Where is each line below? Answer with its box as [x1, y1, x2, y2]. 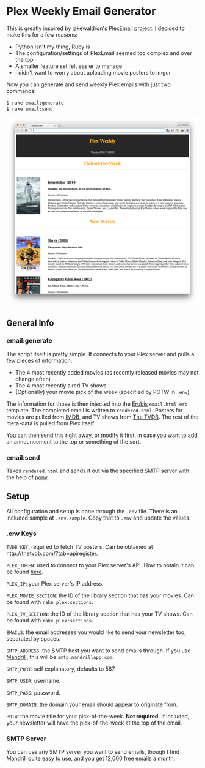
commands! [6, 87, 37, 94]
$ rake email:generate [6, 100, 64, 106]
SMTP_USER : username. [6, 677, 61, 685]
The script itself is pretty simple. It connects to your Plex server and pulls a [6, 350, 195, 357]
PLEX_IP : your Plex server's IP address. [6, 580, 104, 587]
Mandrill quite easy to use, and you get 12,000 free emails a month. [6, 755, 176, 762]
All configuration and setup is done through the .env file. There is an [6, 507, 178, 515]
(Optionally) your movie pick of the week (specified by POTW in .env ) [15, 388, 190, 395]
